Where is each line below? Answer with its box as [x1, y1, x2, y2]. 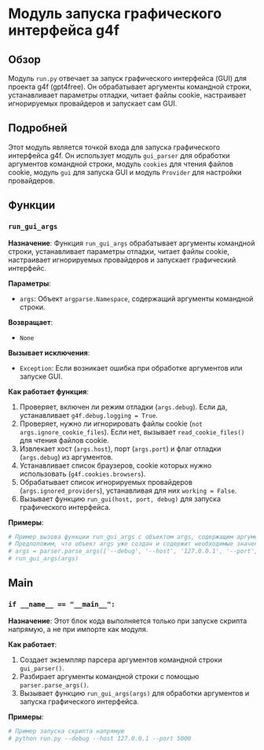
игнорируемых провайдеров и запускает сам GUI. [8, 99, 178, 108]
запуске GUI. [19, 371, 63, 381]
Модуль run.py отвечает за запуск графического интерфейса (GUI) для [8, 74, 247, 83]
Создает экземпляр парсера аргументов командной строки [19, 655, 222, 664]
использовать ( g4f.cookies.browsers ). [19, 469, 146, 478]
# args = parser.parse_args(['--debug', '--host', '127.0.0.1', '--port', [8, 548, 258, 556]
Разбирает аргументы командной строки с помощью [19, 671, 200, 681]
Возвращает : [8, 317, 53, 327]
